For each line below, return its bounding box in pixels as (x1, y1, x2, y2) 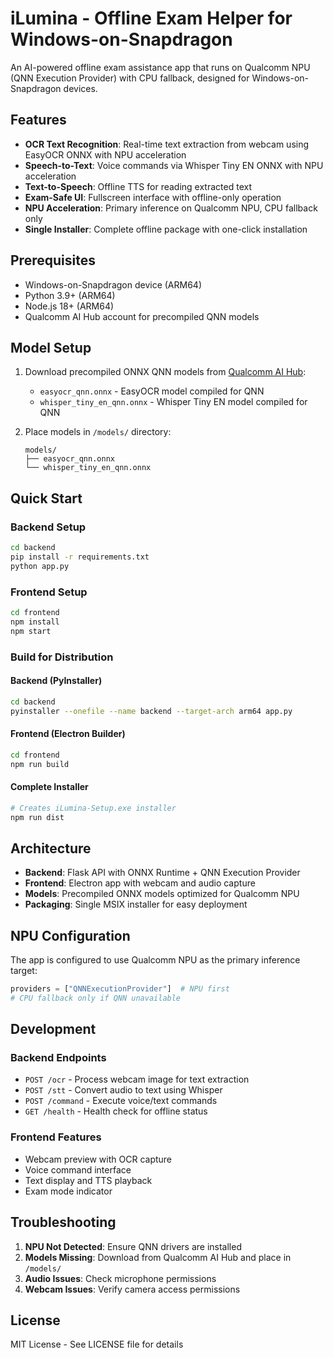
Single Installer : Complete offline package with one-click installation (24, 223, 308, 235)
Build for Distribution (10, 650, 114, 664)
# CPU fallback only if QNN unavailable (10, 993, 182, 1003)
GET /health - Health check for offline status (24, 1105, 208, 1117)
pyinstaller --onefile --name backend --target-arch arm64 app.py (10, 706, 293, 716)
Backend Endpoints (10, 1051, 107, 1065)
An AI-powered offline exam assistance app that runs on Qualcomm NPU (10, 61, 311, 73)
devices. (63, 82, 98, 94)
